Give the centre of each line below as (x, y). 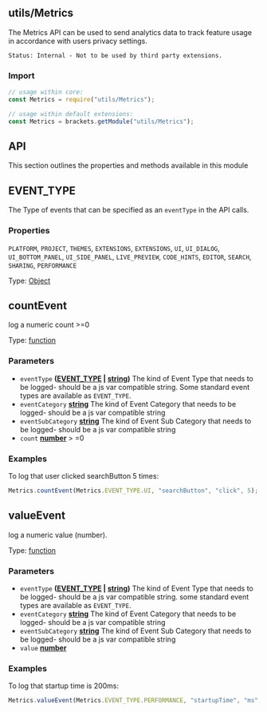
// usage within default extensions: (71, 114)
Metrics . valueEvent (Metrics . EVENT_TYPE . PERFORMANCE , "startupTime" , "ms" (133, 701)
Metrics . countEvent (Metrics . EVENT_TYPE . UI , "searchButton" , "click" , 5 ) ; (133, 491)
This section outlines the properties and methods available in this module (128, 165)
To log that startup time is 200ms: (64, 686)
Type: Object (29, 280)
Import (22, 75)
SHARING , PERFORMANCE (43, 265)
